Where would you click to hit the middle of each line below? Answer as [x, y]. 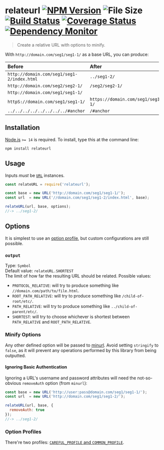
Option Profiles [23, 431]
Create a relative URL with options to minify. [61, 45]
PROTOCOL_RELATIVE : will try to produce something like [65, 286]
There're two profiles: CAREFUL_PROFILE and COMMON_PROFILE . [65, 442]
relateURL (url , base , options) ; [38, 207]
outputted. [15, 356]
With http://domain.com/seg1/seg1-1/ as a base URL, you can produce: [77, 54]
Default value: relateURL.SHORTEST [39, 271]
